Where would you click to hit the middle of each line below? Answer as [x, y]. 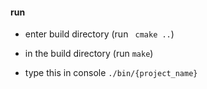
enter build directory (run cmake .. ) [99, 34]
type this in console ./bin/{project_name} [111, 73]
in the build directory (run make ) [89, 54]
